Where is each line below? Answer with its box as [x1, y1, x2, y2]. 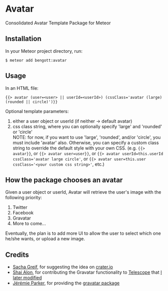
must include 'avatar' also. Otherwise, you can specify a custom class [12, 139, 159, 146]
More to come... [12, 221, 46, 227]
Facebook [12, 210, 34, 216]
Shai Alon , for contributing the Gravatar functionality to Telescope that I [12, 269, 162, 275]
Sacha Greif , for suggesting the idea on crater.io [12, 264, 113, 270]
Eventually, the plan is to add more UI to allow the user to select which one [5, 230, 161, 236]
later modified [12, 275, 42, 281]
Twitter [12, 204, 28, 210]
